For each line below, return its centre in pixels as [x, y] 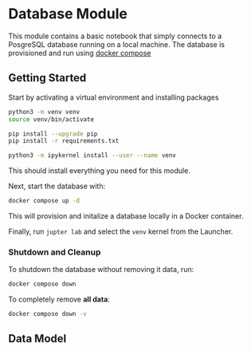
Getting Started [47, 78]
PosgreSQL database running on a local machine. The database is [117, 44]
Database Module [68, 14]
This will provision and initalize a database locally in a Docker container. [126, 216]
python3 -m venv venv [44, 112]
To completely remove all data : [59, 299]
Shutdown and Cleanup [55, 252]
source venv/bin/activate [51, 119]
